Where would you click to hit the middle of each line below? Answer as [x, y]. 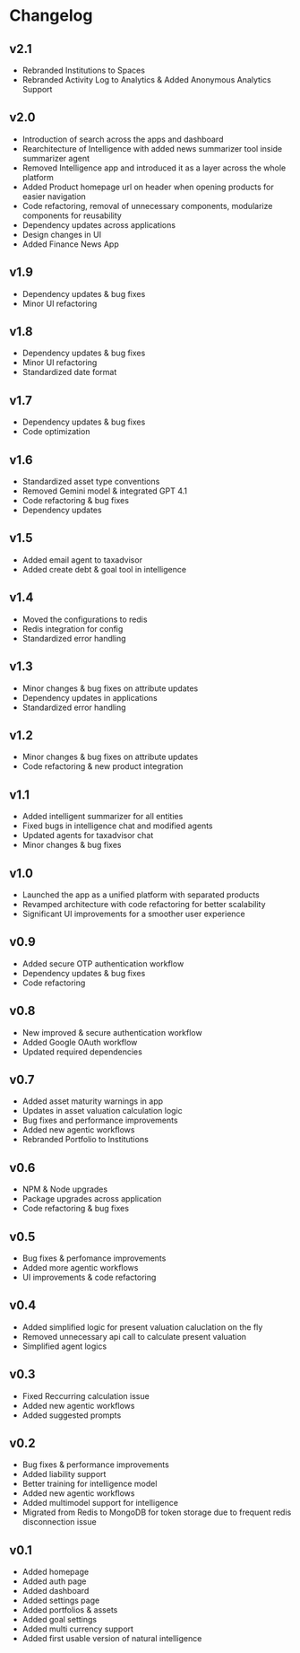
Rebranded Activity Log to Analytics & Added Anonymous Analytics [146, 80]
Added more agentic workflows [80, 1268]
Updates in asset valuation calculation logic [103, 1111]
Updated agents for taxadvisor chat [88, 835]
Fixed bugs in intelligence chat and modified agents [117, 826]
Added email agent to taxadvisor [82, 560]
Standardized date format [69, 372]
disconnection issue [59, 1522]
